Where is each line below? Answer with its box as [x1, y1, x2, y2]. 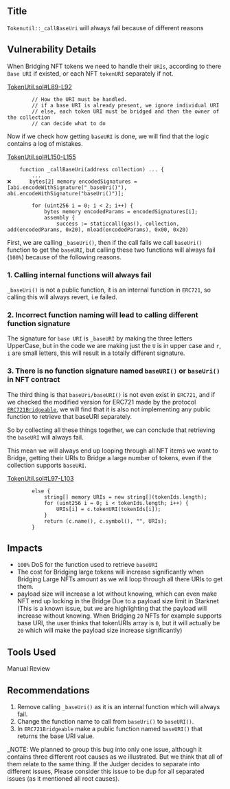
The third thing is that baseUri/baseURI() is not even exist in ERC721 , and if [7, 390, 216, 398]
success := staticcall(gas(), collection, [56, 220, 180, 227]
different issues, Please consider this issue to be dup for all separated [7, 767, 205, 775]
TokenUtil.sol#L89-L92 [7, 83, 72, 91]
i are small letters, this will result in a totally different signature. [7, 349, 185, 357]
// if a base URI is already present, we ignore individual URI [32, 102, 220, 109]
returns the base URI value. [16, 732, 95, 740]
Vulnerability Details [7, 44, 97, 56]
